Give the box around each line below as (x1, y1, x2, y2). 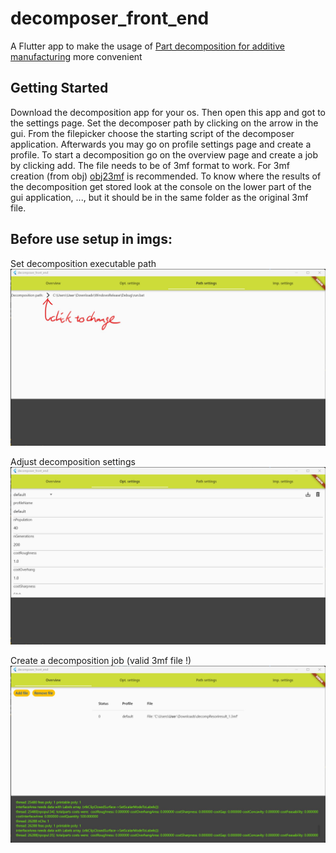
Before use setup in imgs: (10, 231, 173, 248)
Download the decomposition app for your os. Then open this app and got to (10, 106, 327, 118)
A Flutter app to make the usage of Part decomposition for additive (10, 40, 285, 52)
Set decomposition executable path (10, 257, 157, 269)
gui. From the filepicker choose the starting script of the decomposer (10, 127, 295, 139)
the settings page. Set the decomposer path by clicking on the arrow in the (10, 117, 319, 129)
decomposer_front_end (10, 7, 210, 30)
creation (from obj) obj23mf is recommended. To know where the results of (10, 170, 322, 182)
